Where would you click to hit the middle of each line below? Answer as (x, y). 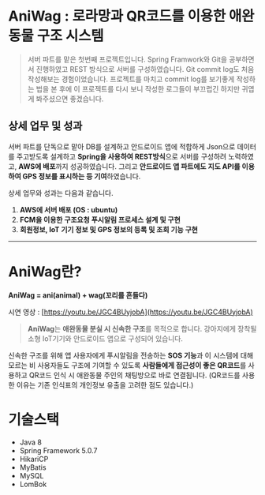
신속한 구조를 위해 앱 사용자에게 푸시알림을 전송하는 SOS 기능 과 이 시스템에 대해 (131, 355)
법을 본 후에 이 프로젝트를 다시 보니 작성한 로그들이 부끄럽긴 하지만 (138, 88)
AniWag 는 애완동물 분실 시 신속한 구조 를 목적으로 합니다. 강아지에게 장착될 (142, 328)
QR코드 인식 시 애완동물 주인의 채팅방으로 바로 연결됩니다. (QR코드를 (134, 375)
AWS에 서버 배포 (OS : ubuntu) (69, 209)
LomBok (33, 484)
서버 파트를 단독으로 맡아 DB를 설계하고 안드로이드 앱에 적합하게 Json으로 (122, 146)
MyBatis (33, 467)
